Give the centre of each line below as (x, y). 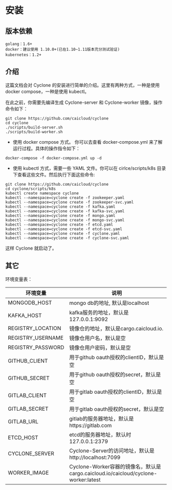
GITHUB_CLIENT (28, 361)
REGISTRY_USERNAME (36, 338)
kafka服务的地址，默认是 (99, 313)
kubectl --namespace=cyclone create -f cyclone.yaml (63, 233)
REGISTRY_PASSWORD (36, 347)
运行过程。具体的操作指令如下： (46, 148)
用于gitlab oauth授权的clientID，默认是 (115, 392)
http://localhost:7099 (95, 457)
